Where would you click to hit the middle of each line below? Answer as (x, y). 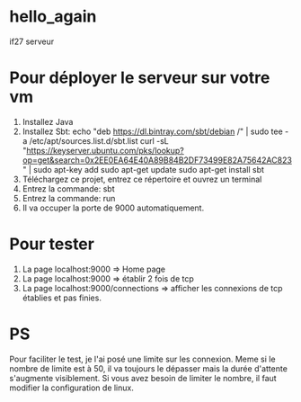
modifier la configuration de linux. (72, 388)
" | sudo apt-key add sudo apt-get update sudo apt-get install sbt (143, 169)
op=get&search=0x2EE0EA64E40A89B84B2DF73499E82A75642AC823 (157, 160)
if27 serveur (32, 41)
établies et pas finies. (62, 298)
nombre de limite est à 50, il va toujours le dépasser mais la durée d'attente (148, 368)
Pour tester (52, 244)
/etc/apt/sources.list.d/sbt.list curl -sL (99, 140)
